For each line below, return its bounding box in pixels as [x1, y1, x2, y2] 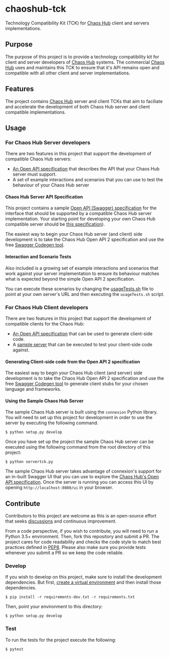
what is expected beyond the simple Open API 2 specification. [5, 276, 135, 282]
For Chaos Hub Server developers [5, 139, 90, 146]
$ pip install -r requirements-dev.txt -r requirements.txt [5, 594, 135, 600]
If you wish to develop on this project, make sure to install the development [5, 574, 162, 580]
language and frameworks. [5, 386, 62, 392]
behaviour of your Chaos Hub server [12, 182, 89, 188]
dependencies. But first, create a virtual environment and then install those [5, 579, 161, 586]
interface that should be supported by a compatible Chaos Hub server [5, 210, 152, 216]
